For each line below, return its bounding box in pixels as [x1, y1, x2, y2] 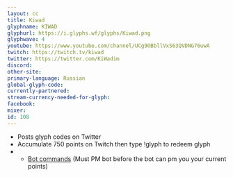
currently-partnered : [7, 87, 70, 94]
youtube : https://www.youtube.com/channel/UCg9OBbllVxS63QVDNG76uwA [7, 42, 210, 49]
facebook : [7, 101, 36, 108]
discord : [7, 62, 33, 69]
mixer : [7, 107, 26, 114]
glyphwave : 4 [7, 36, 45, 43]
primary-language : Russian [7, 74, 86, 82]
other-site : [7, 68, 42, 75]
